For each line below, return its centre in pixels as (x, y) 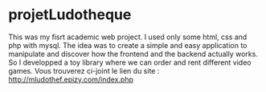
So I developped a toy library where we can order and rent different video (130, 62)
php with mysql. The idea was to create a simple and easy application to (128, 45)
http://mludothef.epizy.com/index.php (71, 79)
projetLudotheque (70, 15)
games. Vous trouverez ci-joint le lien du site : (84, 70)
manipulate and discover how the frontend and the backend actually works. (133, 54)
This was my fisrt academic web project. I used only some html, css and (128, 37)
